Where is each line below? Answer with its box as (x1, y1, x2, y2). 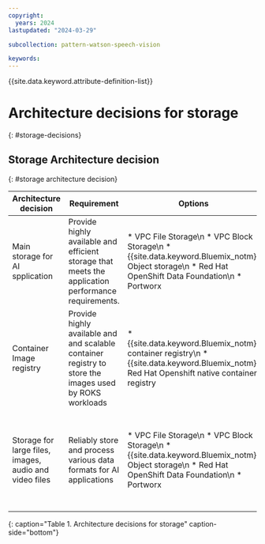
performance (68, 285, 117, 297)
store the (68, 367, 102, 378)
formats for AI (68, 464, 120, 475)
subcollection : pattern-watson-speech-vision (8, 40, 160, 48)
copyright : (8, 11, 44, 20)
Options (178, 198, 209, 209)
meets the (68, 266, 106, 277)
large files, (12, 444, 51, 455)
